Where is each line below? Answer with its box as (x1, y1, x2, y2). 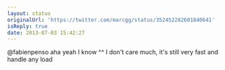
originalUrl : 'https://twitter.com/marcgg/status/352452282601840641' (7, 16, 215, 23)
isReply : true (7, 23, 48, 30)
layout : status (7, 10, 51, 17)
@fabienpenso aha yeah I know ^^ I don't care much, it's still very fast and (7, 48, 219, 56)
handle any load (7, 56, 53, 64)
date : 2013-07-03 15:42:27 (7, 29, 85, 36)
